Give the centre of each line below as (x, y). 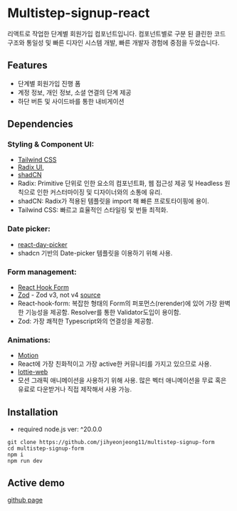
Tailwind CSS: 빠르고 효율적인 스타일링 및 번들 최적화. (93, 210)
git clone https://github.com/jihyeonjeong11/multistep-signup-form (111, 443)
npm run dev (25, 461)
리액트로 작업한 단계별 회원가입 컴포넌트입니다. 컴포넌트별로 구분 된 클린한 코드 (117, 33)
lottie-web (33, 372)
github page (25, 500)
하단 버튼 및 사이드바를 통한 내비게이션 (71, 101)
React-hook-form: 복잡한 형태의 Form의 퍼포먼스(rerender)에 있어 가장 (117, 303)
